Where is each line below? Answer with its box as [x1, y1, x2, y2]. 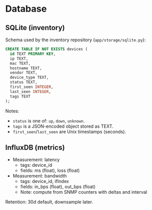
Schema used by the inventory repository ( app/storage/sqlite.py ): [5, 37, 146, 43]
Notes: [5, 108, 19, 114]
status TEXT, [10, 80, 38, 85]
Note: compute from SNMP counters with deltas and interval [20, 189, 147, 195]
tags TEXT [10, 94, 31, 99]
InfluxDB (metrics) [5, 143, 65, 152]
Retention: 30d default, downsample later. [5, 199, 93, 205]
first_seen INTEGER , [10, 84, 54, 89]
